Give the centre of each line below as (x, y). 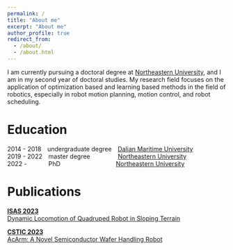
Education (37, 130)
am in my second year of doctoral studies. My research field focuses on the (115, 79)
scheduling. (24, 101)
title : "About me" (34, 20)
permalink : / (26, 14)
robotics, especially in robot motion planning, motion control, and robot (109, 94)
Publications (44, 192)
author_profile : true (39, 33)
